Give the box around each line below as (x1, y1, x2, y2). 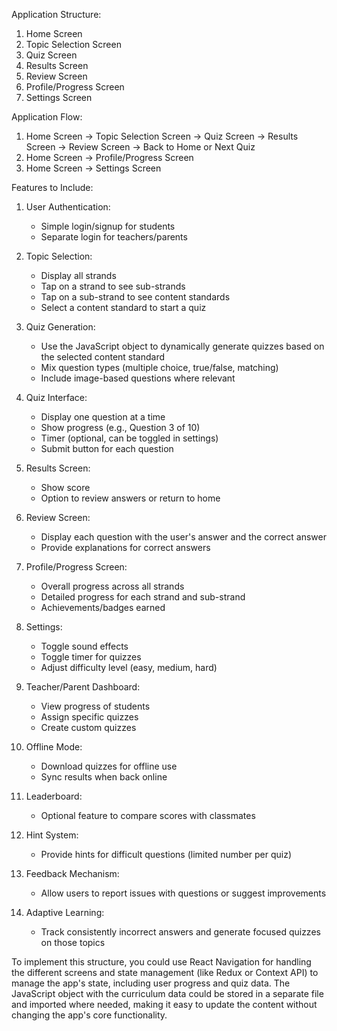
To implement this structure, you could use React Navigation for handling (11, 956, 312, 968)
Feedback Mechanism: (25, 868, 120, 879)
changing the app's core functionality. (11, 1009, 168, 1021)
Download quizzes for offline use (40, 760, 178, 772)
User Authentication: (25, 201, 111, 213)
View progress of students (40, 700, 151, 712)
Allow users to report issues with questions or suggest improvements (40, 887, 327, 899)
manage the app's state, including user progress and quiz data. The (11, 977, 291, 989)
